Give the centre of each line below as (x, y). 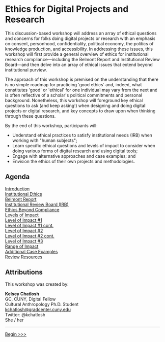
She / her (14, 320)
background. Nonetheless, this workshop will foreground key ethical (74, 100)
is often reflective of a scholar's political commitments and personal (74, 95)
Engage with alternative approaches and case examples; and (74, 156)
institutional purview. (26, 69)
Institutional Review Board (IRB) (37, 204)
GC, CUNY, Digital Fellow (30, 299)
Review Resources (24, 257)
